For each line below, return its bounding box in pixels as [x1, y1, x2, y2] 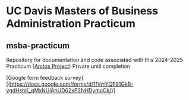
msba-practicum [6, 40, 70, 51]
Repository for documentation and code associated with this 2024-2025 [6, 57, 183, 63]
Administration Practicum [6, 17, 136, 30]
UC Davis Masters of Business [6, 4, 159, 18]
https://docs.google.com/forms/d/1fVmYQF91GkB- [10, 80, 134, 87]
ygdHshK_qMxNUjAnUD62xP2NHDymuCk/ [6, 87, 112, 93]
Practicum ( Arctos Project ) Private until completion [6, 62, 131, 70]
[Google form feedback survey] [6, 74, 83, 81]
